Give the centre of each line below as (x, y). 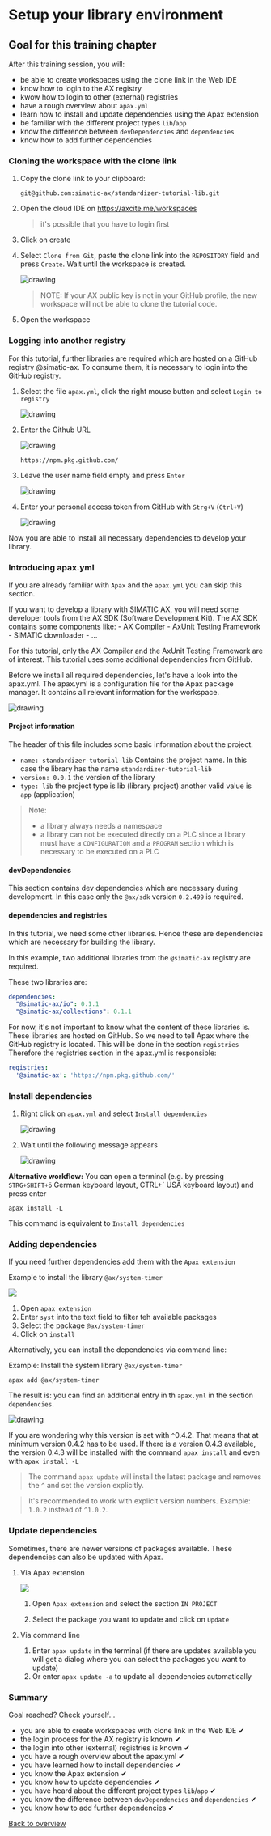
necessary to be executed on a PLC (100, 852)
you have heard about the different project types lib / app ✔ (118, 1791)
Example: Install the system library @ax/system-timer (95, 1366)
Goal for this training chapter (83, 45)
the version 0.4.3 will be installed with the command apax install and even (134, 1452)
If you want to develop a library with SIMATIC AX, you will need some (123, 609)
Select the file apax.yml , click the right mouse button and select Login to (141, 391)
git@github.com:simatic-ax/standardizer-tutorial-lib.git (120, 193)
